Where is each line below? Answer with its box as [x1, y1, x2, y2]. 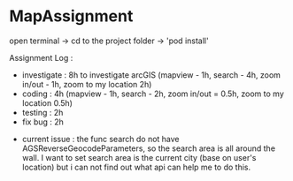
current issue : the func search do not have [21, 133, 180, 144]
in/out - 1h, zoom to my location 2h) [21, 79, 152, 89]
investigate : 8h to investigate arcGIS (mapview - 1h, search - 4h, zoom [21, 69, 281, 80]
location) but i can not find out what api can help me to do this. [21, 162, 251, 172]
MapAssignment [9, 6, 134, 26]
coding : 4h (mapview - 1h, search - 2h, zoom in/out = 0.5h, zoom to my [21, 88, 285, 99]
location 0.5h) [21, 97, 73, 108]
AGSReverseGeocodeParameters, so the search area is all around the [21, 143, 276, 154]
